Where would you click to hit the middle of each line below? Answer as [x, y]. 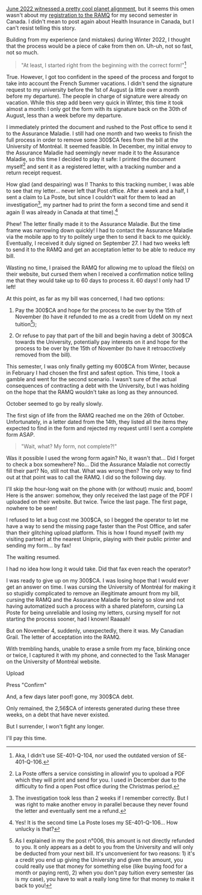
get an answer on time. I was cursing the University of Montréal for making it [101, 587]
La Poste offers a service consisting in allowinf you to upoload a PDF [100, 774]
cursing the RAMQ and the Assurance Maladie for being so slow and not [96, 600]
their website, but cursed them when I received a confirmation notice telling [100, 274]
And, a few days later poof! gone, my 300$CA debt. [70, 697]
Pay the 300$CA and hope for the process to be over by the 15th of [98, 310]
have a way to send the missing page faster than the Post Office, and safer [99, 527]
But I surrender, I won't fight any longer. [55, 727]
